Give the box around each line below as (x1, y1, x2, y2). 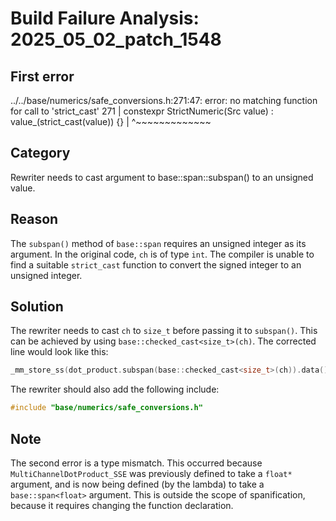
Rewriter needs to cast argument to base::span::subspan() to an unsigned (10, 171, 314, 183)
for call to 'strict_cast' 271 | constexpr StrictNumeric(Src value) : (10, 105, 274, 117)
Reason (10, 211, 59, 228)
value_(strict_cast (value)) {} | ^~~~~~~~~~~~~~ (10, 116, 212, 127)
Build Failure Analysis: (10, 7, 200, 30)
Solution (10, 298, 64, 316)
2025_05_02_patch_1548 (10, 28, 222, 51)
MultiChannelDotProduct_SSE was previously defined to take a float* (10, 468, 293, 479)
